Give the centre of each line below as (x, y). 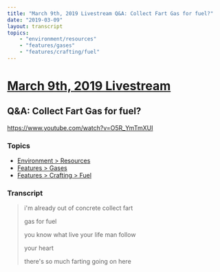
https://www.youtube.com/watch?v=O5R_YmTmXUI (80, 127)
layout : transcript (35, 26)
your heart (38, 248)
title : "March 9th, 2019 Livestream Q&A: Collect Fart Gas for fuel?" (110, 13)
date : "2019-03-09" (35, 20)
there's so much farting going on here (78, 262)
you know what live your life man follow (80, 235)
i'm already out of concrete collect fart (78, 208)
